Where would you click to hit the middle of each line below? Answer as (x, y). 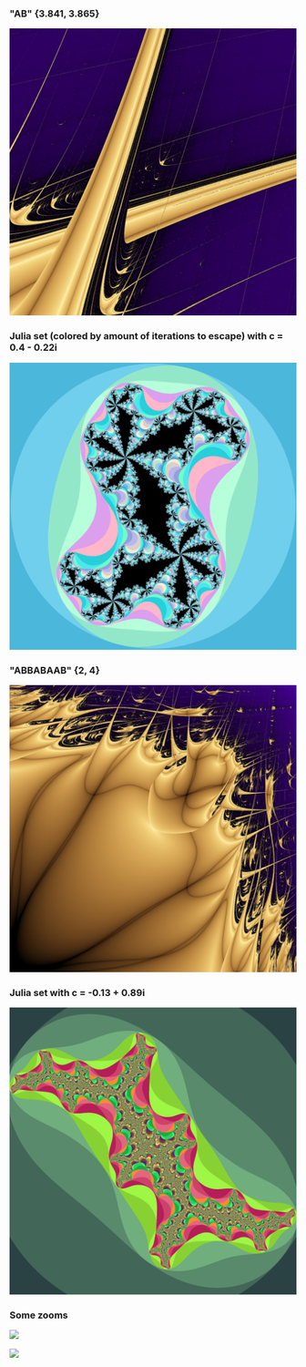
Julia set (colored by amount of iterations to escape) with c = (147, 336)
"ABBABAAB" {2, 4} (55, 670)
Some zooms (39, 1315)
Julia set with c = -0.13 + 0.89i (77, 992)
